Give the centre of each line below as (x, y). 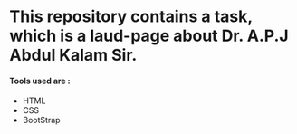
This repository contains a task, (131, 17)
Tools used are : (40, 81)
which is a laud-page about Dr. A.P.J (149, 36)
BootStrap (41, 120)
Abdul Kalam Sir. (73, 55)
